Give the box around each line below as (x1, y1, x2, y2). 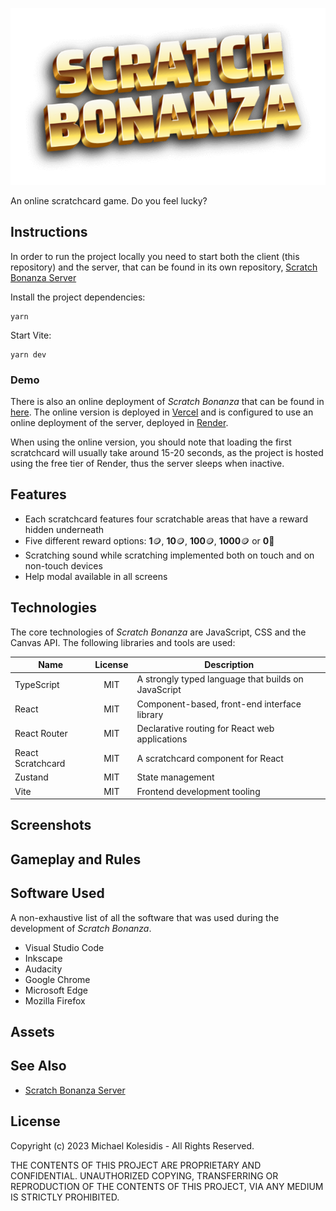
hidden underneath (24, 523, 105, 535)
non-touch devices (24, 559, 103, 572)
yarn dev (10, 349, 47, 360)
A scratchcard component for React (136, 752, 284, 764)
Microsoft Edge (24, 984, 89, 996)
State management (136, 771, 215, 783)
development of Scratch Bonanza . (10, 922, 152, 934)
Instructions (10, 224, 88, 241)
